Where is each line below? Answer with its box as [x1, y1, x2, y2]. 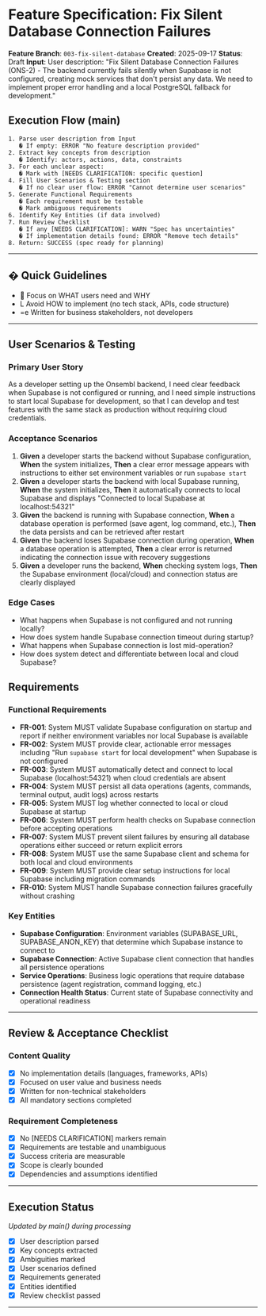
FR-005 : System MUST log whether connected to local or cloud [19, 798, 229, 808]
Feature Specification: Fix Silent [8, 6, 223, 24]
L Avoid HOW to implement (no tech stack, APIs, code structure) [19, 299, 230, 309]
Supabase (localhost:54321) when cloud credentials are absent [19, 773, 226, 782]
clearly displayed [19, 577, 76, 587]
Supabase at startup [19, 807, 86, 816]
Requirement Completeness [8, 1115, 119, 1126]
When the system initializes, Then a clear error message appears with [19, 459, 249, 469]
